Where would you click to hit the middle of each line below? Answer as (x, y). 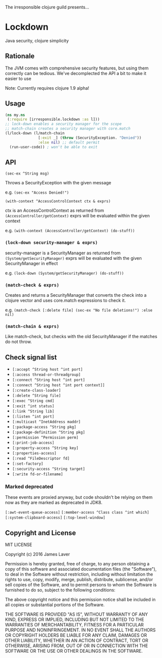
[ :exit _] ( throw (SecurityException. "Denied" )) (90, 138)
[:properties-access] (34, 453)
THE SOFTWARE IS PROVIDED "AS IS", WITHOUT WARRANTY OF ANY (77, 614)
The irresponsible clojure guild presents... (47, 7)
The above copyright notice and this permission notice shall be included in (80, 600)
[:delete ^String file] (37, 396)
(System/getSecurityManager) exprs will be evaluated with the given (73, 258)
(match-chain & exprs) (32, 326)
